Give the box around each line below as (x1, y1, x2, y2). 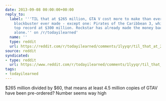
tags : (5, 67, 16, 72)
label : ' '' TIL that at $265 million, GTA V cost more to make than (9, 16, 152, 21)
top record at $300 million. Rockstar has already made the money (14, 26, 154, 31)
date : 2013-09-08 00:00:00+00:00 (5, 7, 74, 12)
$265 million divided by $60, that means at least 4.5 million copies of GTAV (5, 85, 158, 91)
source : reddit (5, 48, 37, 53)
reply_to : (5, 12, 26, 17)
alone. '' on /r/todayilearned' (14, 30, 79, 35)
